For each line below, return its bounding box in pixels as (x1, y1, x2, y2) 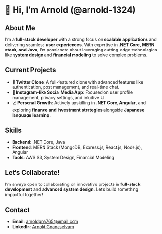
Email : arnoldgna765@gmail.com (12, 218, 78, 225)
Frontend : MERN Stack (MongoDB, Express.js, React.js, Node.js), (12, 144, 142, 150)
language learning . (12, 112, 51, 118)
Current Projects (5, 66, 56, 74)
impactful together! (5, 192, 44, 198)
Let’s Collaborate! (5, 168, 59, 177)
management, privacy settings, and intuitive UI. (12, 94, 106, 100)
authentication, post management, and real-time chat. (12, 84, 119, 90)
